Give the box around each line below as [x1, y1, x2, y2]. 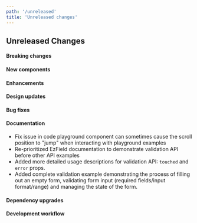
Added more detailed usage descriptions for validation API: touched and [14, 158, 189, 165]
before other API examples [14, 152, 80, 159]
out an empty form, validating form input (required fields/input [14, 177, 166, 184]
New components [6, 66, 51, 73]
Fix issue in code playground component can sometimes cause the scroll [14, 133, 192, 140]
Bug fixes [6, 106, 30, 113]
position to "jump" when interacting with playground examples [14, 139, 166, 146]
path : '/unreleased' [6, 8, 57, 15]
